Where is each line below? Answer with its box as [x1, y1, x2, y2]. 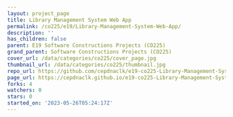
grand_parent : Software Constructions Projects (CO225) [7, 49, 172, 56]
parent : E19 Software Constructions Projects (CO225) [7, 42, 166, 49]
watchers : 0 [7, 87, 42, 94]
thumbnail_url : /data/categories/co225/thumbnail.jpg [7, 61, 166, 68]
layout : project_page [7, 10, 70, 17]
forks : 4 [7, 81, 33, 87]
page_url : [7, 74, 36, 81]
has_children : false [7, 36, 67, 43]
